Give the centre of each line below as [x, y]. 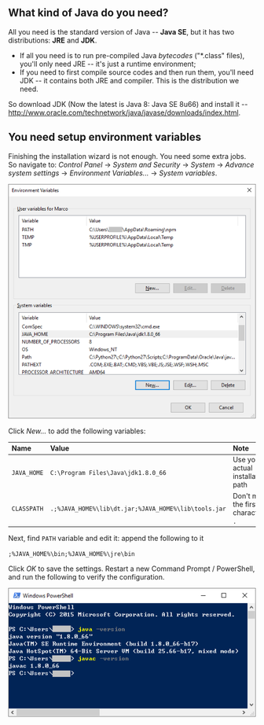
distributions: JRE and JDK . [53, 40]
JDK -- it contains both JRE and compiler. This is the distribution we [129, 80]
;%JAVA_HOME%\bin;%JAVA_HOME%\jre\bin [71, 554]
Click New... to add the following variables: [77, 431]
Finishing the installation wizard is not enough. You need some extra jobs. [127, 156]
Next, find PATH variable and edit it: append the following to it [106, 539]
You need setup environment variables [105, 137]
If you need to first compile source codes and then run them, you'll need [136, 72]
